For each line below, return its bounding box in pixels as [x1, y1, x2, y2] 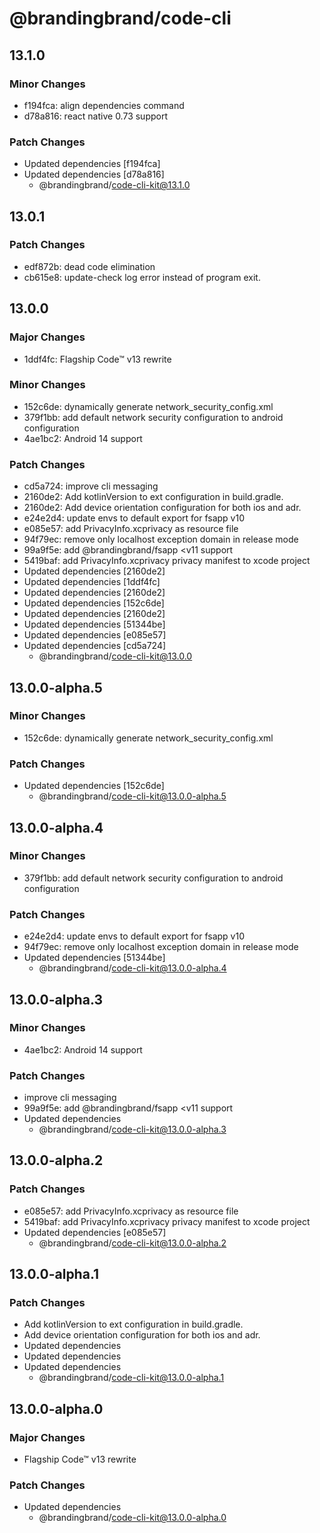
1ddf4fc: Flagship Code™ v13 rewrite [23, 353, 172, 365]
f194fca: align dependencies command [23, 99, 185, 111]
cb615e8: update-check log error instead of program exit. [23, 271, 261, 283]
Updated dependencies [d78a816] [23, 168, 165, 181]
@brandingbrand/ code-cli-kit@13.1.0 [38, 179, 191, 191]
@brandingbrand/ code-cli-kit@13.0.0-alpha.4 [38, 962, 227, 974]
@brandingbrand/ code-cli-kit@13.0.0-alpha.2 [38, 1237, 227, 1249]
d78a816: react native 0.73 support [23, 110, 168, 122]
